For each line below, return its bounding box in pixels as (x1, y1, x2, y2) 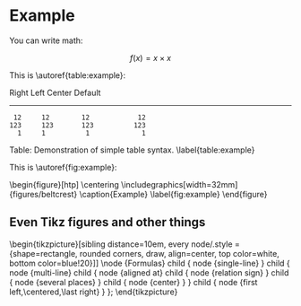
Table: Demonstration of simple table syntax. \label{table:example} (9, 144, 255, 155)
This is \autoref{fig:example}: (9, 162, 117, 172)
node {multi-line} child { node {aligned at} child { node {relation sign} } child (9, 267, 289, 278)
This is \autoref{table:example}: (9, 69, 126, 81)
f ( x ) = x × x (129, 52, 172, 63)
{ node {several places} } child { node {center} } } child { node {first (9, 276, 258, 287)
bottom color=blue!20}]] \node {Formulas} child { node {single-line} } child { (9, 258, 291, 268)
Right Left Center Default (9, 87, 101, 98)
